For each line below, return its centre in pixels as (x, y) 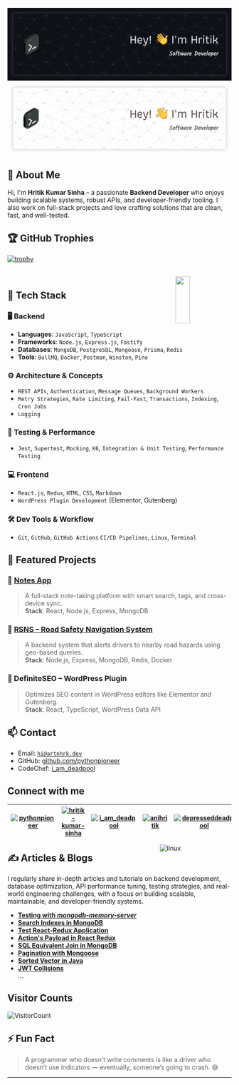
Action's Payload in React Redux (67, 938)
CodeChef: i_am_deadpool (57, 769)
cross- (217, 596)
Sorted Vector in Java (51, 961)
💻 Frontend (28, 474)
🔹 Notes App (30, 580)
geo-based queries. (54, 652)
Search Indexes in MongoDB (60, 923)
